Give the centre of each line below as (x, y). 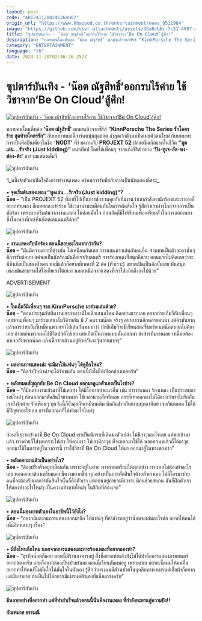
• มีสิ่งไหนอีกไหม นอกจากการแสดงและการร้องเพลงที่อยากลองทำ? (71, 549)
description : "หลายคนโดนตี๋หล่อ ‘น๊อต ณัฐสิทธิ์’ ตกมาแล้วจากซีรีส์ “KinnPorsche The (94, 40)
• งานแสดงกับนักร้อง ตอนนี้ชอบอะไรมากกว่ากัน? (54, 243)
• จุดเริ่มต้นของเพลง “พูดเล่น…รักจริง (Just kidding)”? (65, 192)
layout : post (23, 12)
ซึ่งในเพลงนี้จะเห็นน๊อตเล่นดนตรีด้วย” (43, 219)
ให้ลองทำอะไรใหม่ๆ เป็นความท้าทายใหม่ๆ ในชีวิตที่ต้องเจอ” (64, 487)
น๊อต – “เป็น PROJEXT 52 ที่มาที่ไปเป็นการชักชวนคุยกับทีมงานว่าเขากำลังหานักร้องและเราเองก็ (100, 199)
